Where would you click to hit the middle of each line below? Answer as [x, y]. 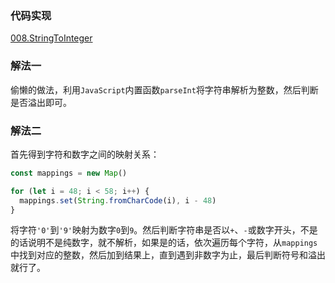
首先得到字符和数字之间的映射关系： [85, 154]
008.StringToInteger [51, 38]
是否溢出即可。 [41, 102]
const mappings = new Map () [69, 173]
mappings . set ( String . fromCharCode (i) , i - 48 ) [118, 200]
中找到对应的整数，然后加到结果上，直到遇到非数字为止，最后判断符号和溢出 [168, 255]
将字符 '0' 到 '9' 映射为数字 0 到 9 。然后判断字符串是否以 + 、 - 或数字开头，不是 [164, 230]
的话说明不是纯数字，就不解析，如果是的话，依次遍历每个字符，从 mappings [164, 243]
